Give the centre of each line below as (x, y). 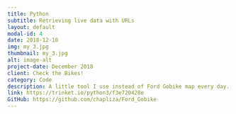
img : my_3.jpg (28, 47)
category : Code (30, 80)
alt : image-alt (30, 60)
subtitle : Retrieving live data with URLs (71, 21)
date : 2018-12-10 (33, 40)
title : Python (28, 14)
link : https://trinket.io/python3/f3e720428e (75, 93)
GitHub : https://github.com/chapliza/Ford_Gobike (82, 100)
